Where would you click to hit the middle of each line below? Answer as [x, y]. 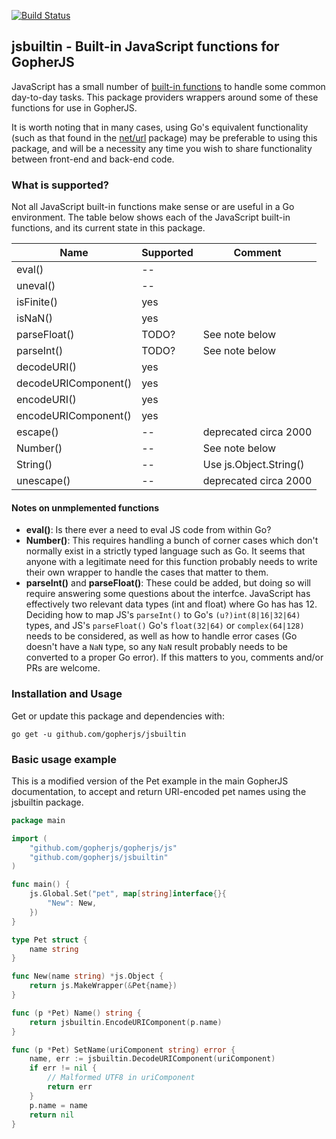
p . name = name [58, 1105]
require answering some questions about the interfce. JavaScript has [168, 594]
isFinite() [37, 302]
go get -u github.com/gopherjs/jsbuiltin [99, 734]
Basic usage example [64, 759]
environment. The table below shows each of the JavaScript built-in [151, 217]
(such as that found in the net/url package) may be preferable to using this [164, 137]
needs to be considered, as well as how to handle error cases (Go [161, 636]
